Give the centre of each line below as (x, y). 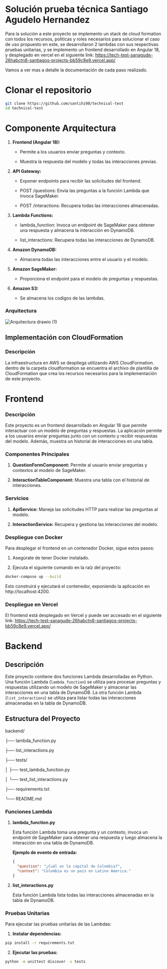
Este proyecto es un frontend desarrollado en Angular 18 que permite (76, 425)
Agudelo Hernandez (48, 20)
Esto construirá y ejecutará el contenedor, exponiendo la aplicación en (78, 586)
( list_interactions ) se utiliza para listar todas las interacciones (71, 698)
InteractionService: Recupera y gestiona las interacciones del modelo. (85, 524)
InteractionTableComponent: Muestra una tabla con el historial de (81, 480)
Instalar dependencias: (37, 934)
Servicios (17, 498)
